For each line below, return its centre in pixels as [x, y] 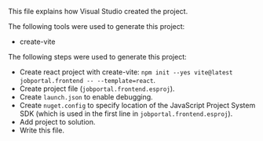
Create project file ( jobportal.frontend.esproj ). [97, 89]
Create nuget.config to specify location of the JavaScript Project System [137, 105]
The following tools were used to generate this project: [97, 26]
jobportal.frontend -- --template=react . [87, 80]
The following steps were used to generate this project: [97, 57]
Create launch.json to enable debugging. [86, 97]
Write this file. [42, 130]
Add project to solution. [57, 122]
